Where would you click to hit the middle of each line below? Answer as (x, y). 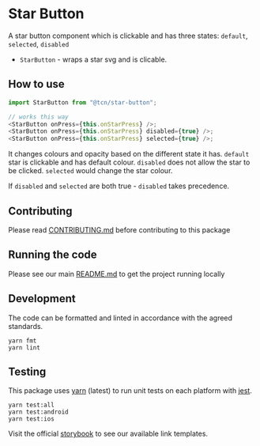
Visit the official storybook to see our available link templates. (108, 434)
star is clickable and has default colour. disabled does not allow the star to (129, 162)
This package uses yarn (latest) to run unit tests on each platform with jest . (130, 391)
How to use (36, 84)
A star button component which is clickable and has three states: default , (128, 36)
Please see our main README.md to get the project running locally (117, 274)
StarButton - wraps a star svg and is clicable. (93, 59)
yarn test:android (38, 412)
